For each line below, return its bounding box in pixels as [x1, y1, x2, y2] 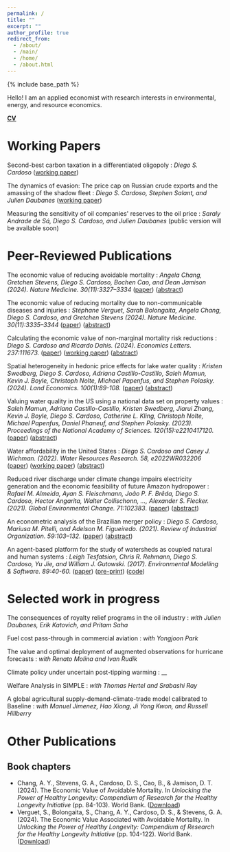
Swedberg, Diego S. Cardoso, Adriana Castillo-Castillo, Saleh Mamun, [7, 369, 207, 377]
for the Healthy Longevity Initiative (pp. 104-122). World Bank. [16, 830, 192, 838]
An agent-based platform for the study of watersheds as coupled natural [7, 545, 213, 553]
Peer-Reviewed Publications [7, 248, 172, 263]
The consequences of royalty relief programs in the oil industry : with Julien [7, 614, 222, 622]
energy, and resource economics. [7, 100, 102, 109]
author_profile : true [7, 29, 69, 36]
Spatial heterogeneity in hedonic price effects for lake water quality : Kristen [7, 361, 222, 370]
